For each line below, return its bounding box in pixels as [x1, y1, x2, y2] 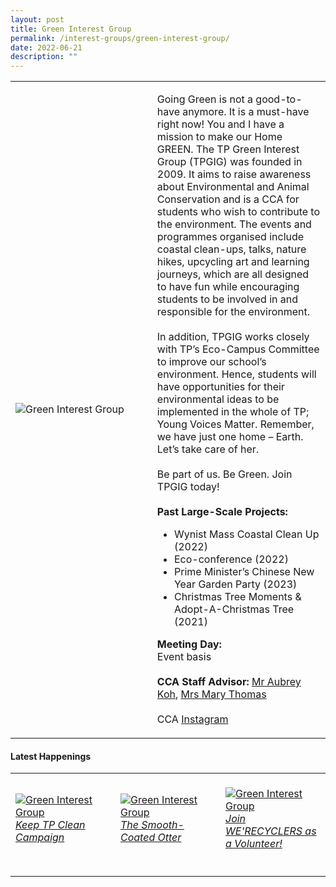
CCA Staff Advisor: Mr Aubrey [156, 675, 302, 689]
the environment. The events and [156, 217, 312, 231]
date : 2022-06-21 [10, 42, 83, 53]
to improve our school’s [156, 355, 267, 369]
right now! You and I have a [156, 117, 285, 131]
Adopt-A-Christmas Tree [173, 602, 295, 616]
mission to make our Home [156, 130, 283, 144]
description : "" [10, 52, 78, 62]
